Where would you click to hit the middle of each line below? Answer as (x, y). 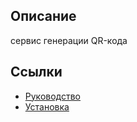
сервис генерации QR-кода (69, 40)
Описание (43, 16)
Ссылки (36, 72)
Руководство (53, 96)
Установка (47, 106)
